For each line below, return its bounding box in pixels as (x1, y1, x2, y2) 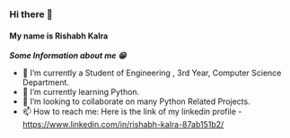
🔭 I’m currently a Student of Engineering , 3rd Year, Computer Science (22, 67, 282, 79)
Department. (22, 77, 70, 88)
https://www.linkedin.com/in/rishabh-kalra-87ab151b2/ (22, 119, 224, 130)
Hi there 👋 (9, 8, 54, 21)
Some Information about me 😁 (9, 50, 127, 61)
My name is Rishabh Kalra (9, 30, 109, 41)
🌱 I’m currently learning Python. (22, 87, 140, 98)
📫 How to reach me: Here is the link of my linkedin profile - (22, 107, 242, 117)
